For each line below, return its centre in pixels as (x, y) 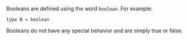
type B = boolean (28, 20)
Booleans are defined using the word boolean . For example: (79, 9)
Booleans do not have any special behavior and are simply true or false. (94, 30)
